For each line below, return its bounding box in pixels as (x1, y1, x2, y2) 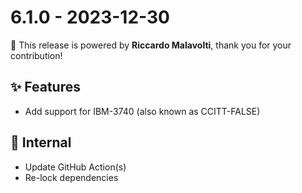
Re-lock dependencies (24, 171, 119, 183)
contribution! (10, 49, 63, 61)
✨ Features (10, 79, 81, 96)
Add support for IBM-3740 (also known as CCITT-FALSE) (24, 105, 261, 117)
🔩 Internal (10, 134, 72, 151)
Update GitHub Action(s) (24, 161, 127, 173)
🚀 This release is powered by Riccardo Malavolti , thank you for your (10, 39, 292, 51)
